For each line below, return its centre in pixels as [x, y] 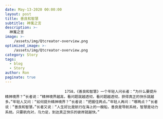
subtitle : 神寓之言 [23, 23]
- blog [16, 64]
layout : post [18, 14]
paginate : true [20, 77]
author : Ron [17, 73]
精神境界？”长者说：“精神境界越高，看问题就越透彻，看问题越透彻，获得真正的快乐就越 [80, 97]
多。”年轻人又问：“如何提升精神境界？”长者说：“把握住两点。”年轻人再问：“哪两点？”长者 [81, 102]
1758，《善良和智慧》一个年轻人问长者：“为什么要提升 [111, 91]
